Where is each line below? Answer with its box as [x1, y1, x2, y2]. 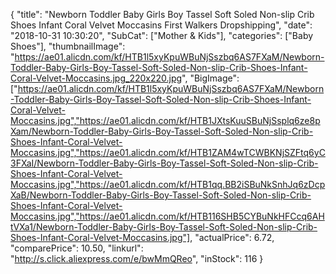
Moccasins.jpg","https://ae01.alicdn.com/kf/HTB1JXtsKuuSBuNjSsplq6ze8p [10, 115, 321, 126]
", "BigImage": [181, 72, 240, 84]
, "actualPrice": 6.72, [189, 232, 275, 243]
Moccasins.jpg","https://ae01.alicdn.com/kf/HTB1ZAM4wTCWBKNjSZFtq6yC [10, 147, 326, 158]
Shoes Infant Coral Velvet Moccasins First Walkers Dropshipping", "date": [10, 19, 313, 31]
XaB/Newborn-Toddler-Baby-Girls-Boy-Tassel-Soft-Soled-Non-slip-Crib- [10, 189, 312, 201]
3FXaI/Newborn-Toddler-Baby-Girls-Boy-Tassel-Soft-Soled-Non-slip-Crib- [10, 157, 319, 169]
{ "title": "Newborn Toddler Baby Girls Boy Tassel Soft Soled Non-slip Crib [10, 9, 315, 20]
